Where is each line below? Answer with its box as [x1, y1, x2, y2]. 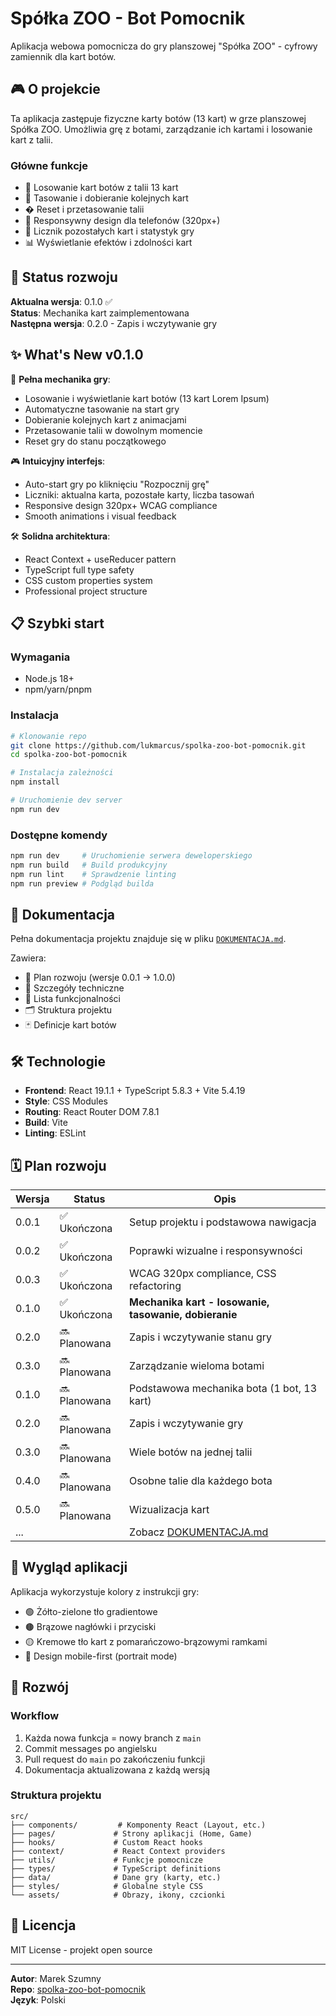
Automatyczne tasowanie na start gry [24, 403, 180, 415]
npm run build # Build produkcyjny [10, 860, 168, 870]
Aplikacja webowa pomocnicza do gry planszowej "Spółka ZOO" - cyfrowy [10, 40, 318, 52]
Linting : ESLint [24, 1127, 87, 1139]
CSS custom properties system [24, 574, 153, 586]
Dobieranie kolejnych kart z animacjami [24, 413, 187, 426]
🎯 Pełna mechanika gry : [10, 373, 111, 385]
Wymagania [10, 650, 71, 664]
